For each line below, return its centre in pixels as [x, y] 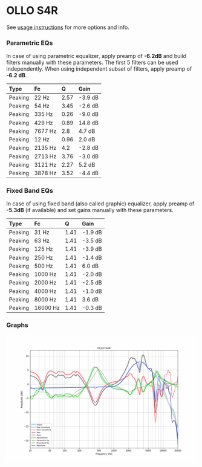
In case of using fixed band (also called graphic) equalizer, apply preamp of [100, 204]
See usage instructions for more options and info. [68, 27]
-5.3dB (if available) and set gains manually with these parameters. [90, 210]
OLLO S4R [32, 11]
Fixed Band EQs [30, 190]
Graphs [17, 325]
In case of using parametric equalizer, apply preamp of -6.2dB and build [96, 56]
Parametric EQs [30, 43]
